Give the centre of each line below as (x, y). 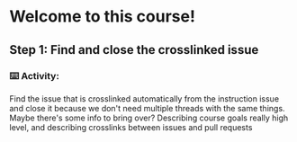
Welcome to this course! (103, 17)
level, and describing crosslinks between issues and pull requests (131, 127)
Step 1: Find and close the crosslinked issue (134, 50)
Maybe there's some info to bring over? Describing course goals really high (149, 118)
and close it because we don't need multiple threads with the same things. (147, 108)
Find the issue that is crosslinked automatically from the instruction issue (144, 98)
